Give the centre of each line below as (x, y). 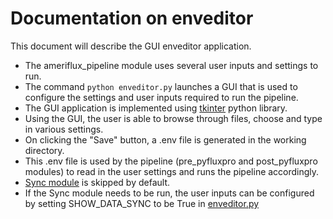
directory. (44, 150)
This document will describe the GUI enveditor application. (131, 46)
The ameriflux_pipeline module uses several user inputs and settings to (171, 65)
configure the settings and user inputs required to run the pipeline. (161, 97)
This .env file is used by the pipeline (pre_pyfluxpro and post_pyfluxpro (171, 161)
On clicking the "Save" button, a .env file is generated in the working (165, 139)
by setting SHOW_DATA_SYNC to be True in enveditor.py (142, 203)
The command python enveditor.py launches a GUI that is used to (161, 86)
